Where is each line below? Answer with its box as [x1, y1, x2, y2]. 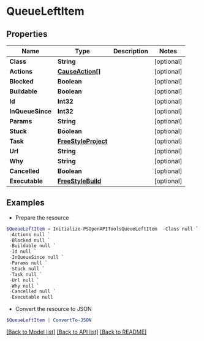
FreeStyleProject [57, 137, 108, 145]
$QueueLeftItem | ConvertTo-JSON [6, 317, 92, 323]
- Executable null [9, 294, 53, 301]
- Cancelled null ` [9, 288, 56, 295]
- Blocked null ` [9, 237, 51, 243]
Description [113, 47, 148, 55]
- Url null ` [9, 277, 40, 283]
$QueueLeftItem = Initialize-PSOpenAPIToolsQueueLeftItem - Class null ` [6, 226, 199, 232]
